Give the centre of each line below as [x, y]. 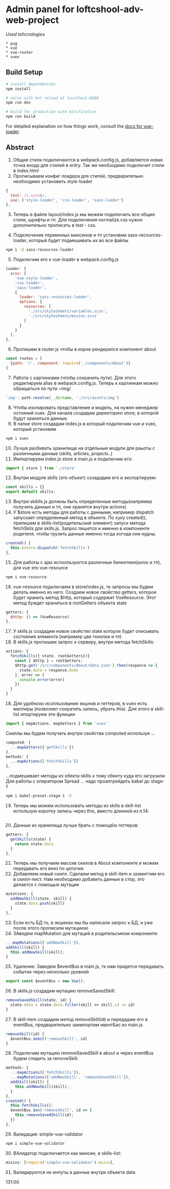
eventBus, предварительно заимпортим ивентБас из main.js [78, 1025]
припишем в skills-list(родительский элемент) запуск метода [79, 523]
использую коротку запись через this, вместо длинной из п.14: [81, 811]
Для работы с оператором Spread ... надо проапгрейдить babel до [78, 781]
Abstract [20, 147]
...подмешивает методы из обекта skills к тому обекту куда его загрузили [86, 776]
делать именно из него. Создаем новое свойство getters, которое [85, 592]
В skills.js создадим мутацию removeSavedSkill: [64, 991]
